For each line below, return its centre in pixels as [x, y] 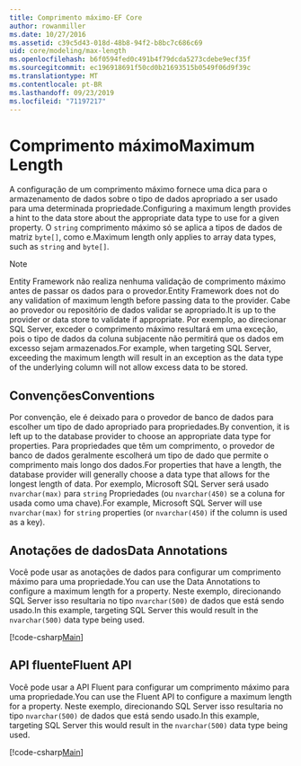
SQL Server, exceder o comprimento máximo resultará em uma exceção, [144, 330]
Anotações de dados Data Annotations [119, 550]
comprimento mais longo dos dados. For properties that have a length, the [146, 465]
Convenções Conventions [82, 396]
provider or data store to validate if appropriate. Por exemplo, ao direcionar [148, 320]
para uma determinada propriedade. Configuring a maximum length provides [150, 208]
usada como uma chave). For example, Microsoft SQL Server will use [136, 503]
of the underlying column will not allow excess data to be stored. [129, 367]
